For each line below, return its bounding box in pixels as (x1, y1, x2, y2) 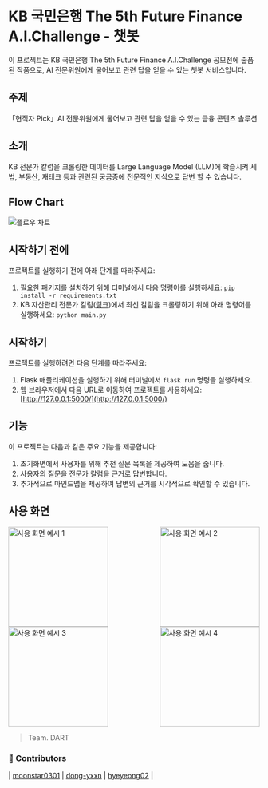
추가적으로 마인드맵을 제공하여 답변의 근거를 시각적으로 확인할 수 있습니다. (19, 478, 250, 488)
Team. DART (27, 732, 69, 742)
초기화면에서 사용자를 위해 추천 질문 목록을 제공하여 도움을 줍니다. (19, 458, 225, 468)
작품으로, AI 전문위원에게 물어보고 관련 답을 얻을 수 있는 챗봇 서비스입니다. (16, 65, 246, 74)
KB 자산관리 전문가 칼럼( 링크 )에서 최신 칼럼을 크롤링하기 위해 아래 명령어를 (19, 300, 252, 310)
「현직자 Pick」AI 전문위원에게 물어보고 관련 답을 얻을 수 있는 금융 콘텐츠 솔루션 (8, 113, 258, 123)
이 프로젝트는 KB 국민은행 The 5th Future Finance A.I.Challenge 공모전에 (8, 55, 239, 65)
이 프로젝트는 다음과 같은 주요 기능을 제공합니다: (8, 442, 158, 451)
